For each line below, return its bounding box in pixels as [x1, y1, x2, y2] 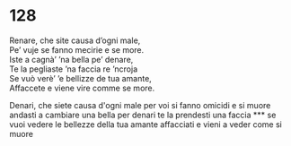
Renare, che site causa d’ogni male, [9, 35, 141, 46]
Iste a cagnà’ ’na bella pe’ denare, [9, 54, 134, 64]
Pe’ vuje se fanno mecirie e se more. [9, 44, 145, 55]
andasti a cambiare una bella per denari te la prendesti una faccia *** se [9, 109, 277, 120]
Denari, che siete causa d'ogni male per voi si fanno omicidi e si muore [9, 99, 271, 110]
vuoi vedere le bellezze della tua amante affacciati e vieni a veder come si [9, 118, 283, 130]
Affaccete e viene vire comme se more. [9, 82, 155, 93]
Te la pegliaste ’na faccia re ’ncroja [9, 64, 138, 74]
